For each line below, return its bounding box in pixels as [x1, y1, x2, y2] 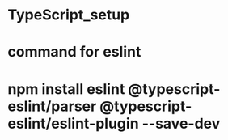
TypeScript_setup [7, 6, 130, 24]
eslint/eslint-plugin [7, 114, 139, 133]
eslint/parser [7, 97, 97, 115]
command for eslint [7, 43, 141, 62]
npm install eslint [7, 79, 125, 98]
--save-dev [141, 114, 221, 133]
